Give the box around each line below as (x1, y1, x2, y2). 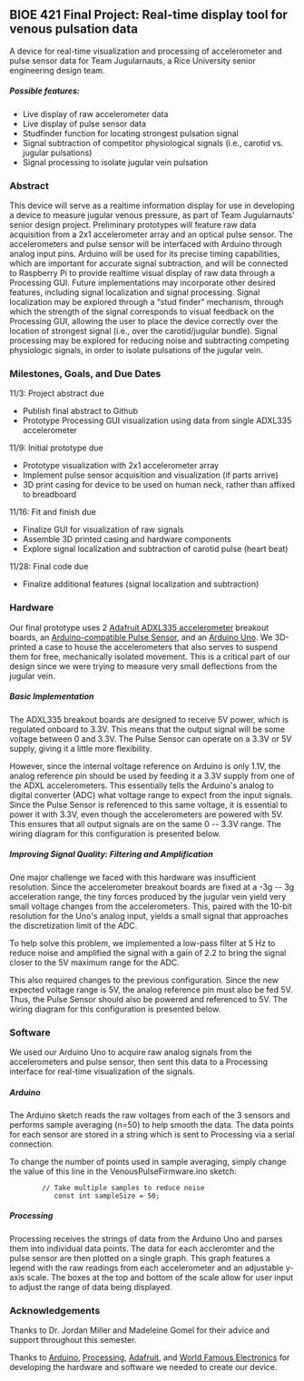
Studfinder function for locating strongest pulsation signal (22, 127, 239, 139)
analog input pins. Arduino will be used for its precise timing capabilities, (9, 249, 280, 260)
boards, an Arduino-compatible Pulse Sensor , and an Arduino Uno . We (9, 631, 273, 643)
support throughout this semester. (9, 1335, 137, 1346)
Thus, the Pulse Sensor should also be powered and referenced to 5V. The (9, 993, 288, 1004)
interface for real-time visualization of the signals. (9, 1066, 195, 1077)
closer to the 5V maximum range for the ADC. (9, 957, 180, 968)
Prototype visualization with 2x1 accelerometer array (22, 460, 220, 471)
